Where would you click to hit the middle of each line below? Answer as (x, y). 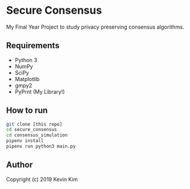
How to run (27, 111)
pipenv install (25, 141)
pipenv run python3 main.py (41, 147)
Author (19, 165)
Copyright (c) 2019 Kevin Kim (42, 179)
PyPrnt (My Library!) (40, 92)
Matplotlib (27, 79)
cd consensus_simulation (37, 135)
